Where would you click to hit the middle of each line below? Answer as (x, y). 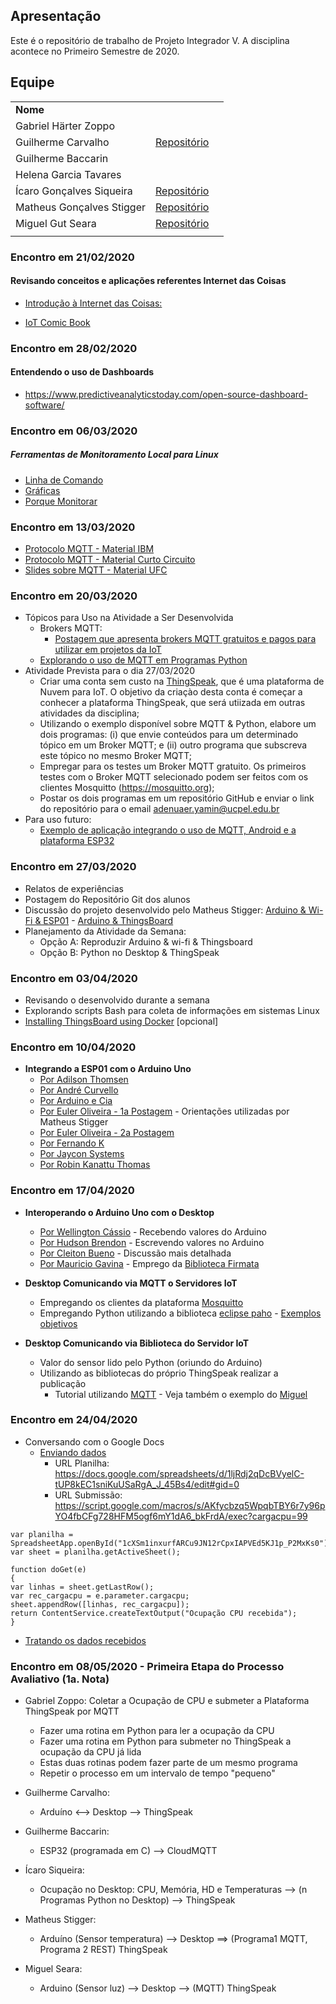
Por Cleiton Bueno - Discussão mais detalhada (135, 1253)
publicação (63, 1383)
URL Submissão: (88, 1495)
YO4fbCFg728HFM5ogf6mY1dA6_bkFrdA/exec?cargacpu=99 (181, 1516)
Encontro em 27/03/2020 (73, 867)
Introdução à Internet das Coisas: (93, 303)
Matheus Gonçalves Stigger (80, 207)
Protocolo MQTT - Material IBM (89, 549)
